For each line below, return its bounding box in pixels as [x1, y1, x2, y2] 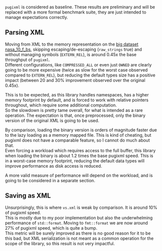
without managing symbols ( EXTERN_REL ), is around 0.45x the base [5, 51, 137, 57]
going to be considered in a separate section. [5, 177, 95, 183]
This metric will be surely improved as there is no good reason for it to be [5, 230, 151, 236]
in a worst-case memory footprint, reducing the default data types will [5, 157, 145, 164]
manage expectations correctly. [5, 15, 69, 20]
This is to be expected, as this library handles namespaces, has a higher [5, 92, 149, 97]
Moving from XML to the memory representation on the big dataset [5, 41, 139, 47]
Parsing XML [5, 29, 44, 37]
